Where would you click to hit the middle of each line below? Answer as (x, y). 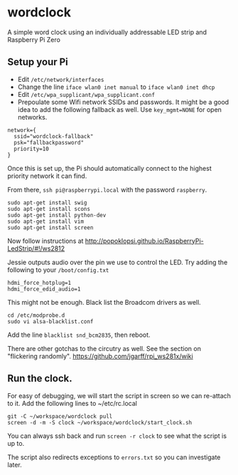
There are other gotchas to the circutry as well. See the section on (104, 348)
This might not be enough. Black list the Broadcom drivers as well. (104, 302)
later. (15, 464)
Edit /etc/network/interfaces (61, 79)
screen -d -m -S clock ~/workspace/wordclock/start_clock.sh (100, 422)
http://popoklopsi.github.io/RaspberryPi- (144, 241)
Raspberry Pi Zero (34, 39)
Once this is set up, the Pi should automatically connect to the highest (109, 168)
